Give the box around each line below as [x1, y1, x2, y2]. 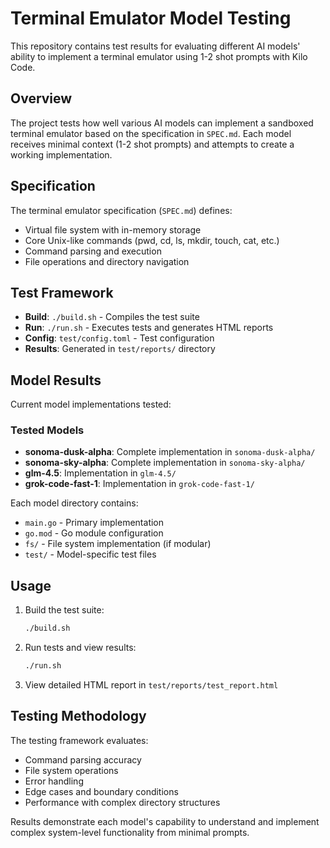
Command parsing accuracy [24, 753, 142, 766]
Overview [10, 90, 73, 107]
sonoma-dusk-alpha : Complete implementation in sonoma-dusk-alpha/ [24, 446, 316, 458]
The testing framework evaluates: [10, 734, 149, 746]
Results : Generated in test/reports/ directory [24, 343, 216, 355]
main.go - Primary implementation [24, 517, 165, 529]
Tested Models [10, 423, 85, 437]
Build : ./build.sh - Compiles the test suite [24, 311, 200, 323]
